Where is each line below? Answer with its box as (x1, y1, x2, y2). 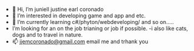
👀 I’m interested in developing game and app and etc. (12, 12, 146, 19)
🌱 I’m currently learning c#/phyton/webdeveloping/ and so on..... (12, 19, 175, 25)
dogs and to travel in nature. (12, 31, 83, 38)
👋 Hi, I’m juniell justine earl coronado (12, 6, 104, 13)
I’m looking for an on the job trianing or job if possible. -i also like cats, (12, 25, 189, 32)
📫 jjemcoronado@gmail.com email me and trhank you (12, 38, 148, 45)
